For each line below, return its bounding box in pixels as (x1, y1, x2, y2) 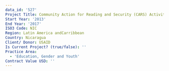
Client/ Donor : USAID (5, 40, 51, 45)
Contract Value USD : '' (5, 58, 55, 63)
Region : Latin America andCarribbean (5, 30, 84, 35)
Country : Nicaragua (5, 35, 46, 40)
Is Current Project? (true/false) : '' (5, 44, 87, 49)
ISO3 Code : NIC (5, 26, 37, 31)
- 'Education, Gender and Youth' (10, 53, 80, 59)
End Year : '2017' (5, 21, 42, 26)
